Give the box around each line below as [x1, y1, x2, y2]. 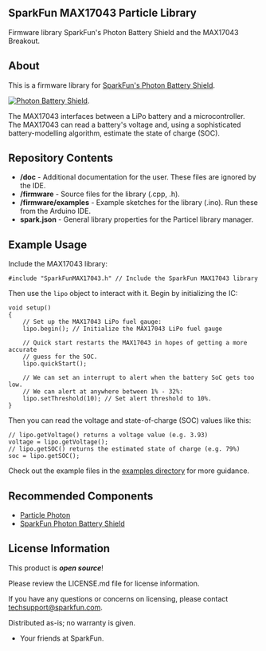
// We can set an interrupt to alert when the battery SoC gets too [22, 374, 255, 382]
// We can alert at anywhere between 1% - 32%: [22, 388, 183, 396]
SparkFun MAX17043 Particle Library [8, 6, 197, 20]
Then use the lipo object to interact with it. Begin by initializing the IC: [8, 289, 238, 298]
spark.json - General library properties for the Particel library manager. [19, 215, 253, 224]
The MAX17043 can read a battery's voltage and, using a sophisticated [8, 120, 241, 129]
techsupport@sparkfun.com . [8, 602, 104, 612]
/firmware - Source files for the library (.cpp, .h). [19, 189, 181, 199]
